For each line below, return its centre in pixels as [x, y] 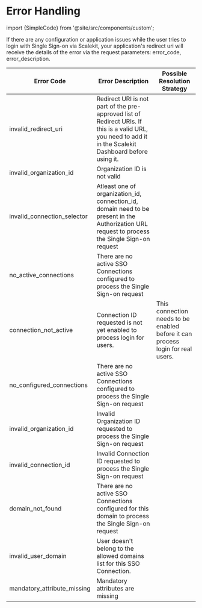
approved [110, 114]
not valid [109, 176]
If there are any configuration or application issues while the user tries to [96, 39]
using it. [108, 159]
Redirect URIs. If [119, 121]
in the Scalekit [116, 144]
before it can [174, 334]
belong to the [115, 548]
